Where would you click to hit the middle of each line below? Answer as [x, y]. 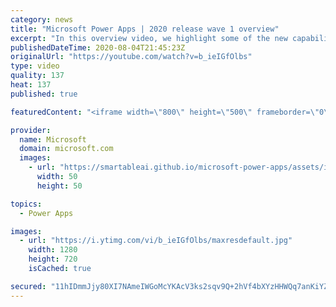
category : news [42, 19]
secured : [28, 286]
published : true [44, 94]
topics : [26, 204]
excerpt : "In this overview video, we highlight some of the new [149, 38]
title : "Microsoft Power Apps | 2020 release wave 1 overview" [145, 29]
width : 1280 [53, 250]
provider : [31, 130]
